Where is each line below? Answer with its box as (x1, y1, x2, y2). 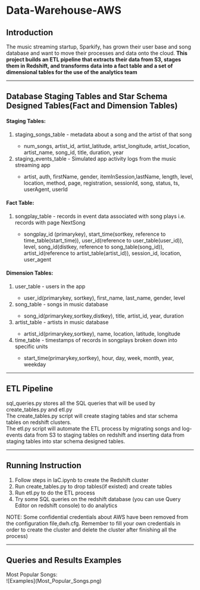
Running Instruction (6, 460, 82, 471)
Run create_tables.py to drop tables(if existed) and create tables (14, 483, 173, 490)
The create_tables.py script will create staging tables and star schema (6, 412, 178, 419)
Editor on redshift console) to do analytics (14, 502, 118, 509)
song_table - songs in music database (14, 301, 108, 308)
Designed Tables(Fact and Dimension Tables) (6, 101, 178, 111)
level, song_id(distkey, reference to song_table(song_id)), (23, 243, 164, 250)
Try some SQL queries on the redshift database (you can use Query (14, 495, 181, 502)
